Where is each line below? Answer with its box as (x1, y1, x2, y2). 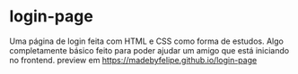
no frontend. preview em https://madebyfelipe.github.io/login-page (9, 54, 258, 65)
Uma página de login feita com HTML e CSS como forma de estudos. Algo (9, 36, 285, 46)
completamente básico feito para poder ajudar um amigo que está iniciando (9, 45, 290, 55)
